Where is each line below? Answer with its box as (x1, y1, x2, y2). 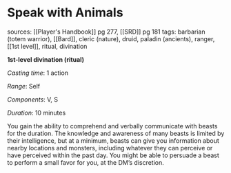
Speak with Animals (7, 5, 123, 21)
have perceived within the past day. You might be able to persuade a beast (7, 151, 219, 159)
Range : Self (7, 82, 41, 90)
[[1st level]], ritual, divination (7, 42, 88, 50)
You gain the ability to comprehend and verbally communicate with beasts (7, 122, 218, 130)
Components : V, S (7, 95, 59, 104)
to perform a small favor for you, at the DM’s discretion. (7, 158, 164, 166)
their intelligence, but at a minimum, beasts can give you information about (7, 136, 219, 145)
